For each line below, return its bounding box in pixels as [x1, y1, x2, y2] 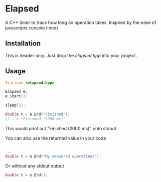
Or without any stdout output [5, 163, 64, 169]
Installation [5, 39, 41, 48]
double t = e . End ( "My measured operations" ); [5, 154, 101, 159]
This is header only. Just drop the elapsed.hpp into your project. [5, 52, 137, 58]
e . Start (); [5, 94, 28, 99]
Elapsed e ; [5, 89, 28, 94]
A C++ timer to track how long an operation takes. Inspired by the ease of [5, 19, 157, 25]
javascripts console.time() [5, 24, 58, 30]
